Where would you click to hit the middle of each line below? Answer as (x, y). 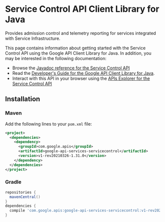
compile (17, 211)
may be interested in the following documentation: (56, 58)
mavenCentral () (25, 197)
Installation (23, 99)
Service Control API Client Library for (82, 9)
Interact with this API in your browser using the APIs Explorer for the (81, 78)
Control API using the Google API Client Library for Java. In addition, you (78, 53)
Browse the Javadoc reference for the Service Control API (71, 68)
